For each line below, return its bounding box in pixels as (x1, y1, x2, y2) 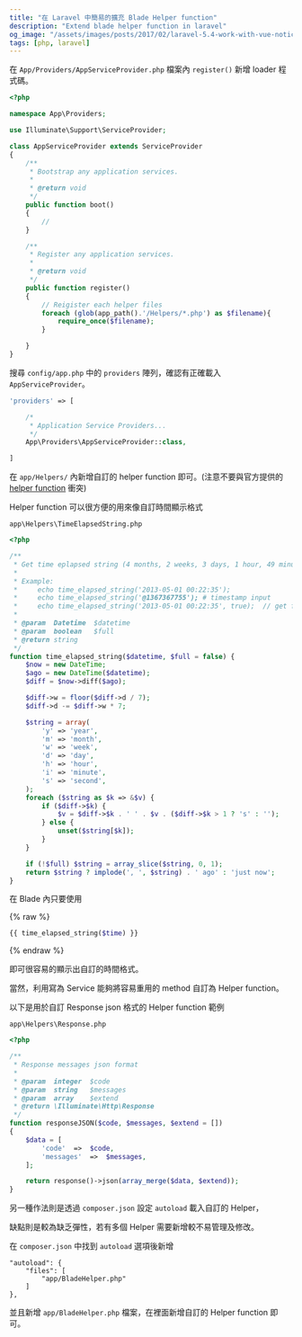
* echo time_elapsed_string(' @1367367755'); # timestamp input (13, 593, 271, 602)
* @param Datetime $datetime (13, 619, 130, 628)
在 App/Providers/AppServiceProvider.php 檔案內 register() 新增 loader (9, 64, 277, 75)
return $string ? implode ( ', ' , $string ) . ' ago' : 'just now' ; (25, 868, 276, 877)
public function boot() (25, 201, 115, 209)
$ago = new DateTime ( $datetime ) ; (25, 669, 151, 678)
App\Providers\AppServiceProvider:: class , (25, 438, 187, 447)
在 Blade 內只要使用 (9, 894, 83, 905)
